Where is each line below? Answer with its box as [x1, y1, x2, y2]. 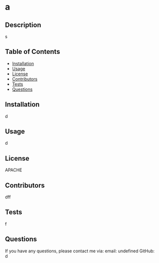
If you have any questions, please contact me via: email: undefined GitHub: [5, 248, 155, 254]
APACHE [5, 167, 22, 173]
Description [5, 21, 41, 29]
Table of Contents [5, 48, 61, 56]
